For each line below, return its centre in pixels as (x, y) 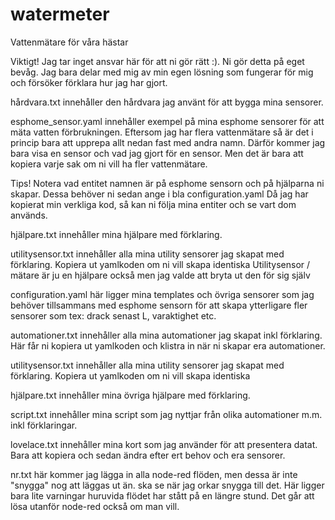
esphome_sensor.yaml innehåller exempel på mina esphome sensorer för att (167, 121)
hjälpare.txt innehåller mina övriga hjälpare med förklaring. (130, 395)
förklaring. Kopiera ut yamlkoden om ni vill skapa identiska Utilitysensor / (160, 264)
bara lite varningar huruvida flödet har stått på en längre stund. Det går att (162, 495)
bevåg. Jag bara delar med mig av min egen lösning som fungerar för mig (162, 72)
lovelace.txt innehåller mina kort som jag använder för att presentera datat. (164, 444)
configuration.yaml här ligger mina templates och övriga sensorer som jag (162, 294)
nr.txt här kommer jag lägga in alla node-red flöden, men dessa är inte (154, 474)
